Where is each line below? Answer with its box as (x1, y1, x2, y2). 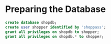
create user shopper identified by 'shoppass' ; (5, 24, 106, 29)
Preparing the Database (5, 3, 106, 15)
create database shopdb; (5, 20, 57, 25)
